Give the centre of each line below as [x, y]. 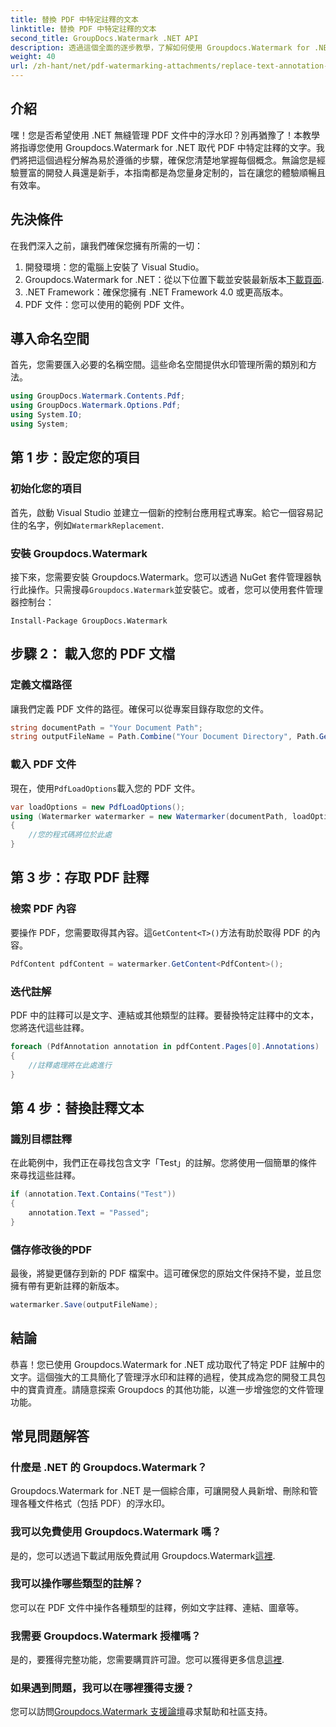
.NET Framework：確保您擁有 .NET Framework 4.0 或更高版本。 [156, 292]
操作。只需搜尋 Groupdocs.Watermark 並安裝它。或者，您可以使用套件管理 [175, 589]
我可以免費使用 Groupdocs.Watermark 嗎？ [116, 1532]
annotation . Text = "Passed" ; [89, 1212]
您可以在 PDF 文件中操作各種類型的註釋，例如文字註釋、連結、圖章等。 [157, 1607]
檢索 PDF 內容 [43, 909]
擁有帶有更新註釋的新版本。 [67, 1285]
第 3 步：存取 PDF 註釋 [80, 877]
